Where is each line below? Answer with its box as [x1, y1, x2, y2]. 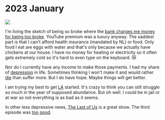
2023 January [5, 3, 64, 14]
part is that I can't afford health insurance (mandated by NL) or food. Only [5, 39, 154, 45]
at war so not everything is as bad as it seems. [5, 94, 99, 100]
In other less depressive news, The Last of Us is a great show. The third [5, 104, 150, 110]
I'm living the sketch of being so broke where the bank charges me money [5, 28, 155, 34]
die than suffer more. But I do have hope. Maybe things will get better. [5, 74, 146, 80]
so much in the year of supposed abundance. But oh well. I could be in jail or [5, 89, 160, 95]
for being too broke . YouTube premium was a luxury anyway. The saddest [5, 33, 154, 39]
